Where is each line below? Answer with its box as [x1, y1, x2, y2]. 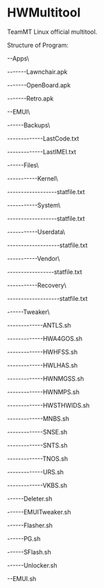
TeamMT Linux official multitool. [7, 28, 98, 36]
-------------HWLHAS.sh [7, 361, 78, 369]
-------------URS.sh [7, 468, 64, 476]
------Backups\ [7, 120, 50, 129]
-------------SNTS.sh [7, 441, 68, 449]
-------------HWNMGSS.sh [7, 374, 84, 383]
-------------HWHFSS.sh [7, 348, 78, 356]
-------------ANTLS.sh [7, 321, 72, 329]
